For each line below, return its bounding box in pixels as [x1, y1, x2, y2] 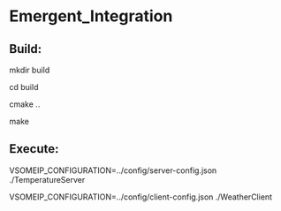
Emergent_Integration [9, 6, 173, 26]
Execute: [9, 141, 59, 156]
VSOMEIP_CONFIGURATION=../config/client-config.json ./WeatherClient [9, 192, 272, 202]
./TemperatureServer [9, 174, 86, 185]
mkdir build [9, 64, 50, 75]
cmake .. [9, 99, 41, 109]
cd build [9, 82, 39, 92]
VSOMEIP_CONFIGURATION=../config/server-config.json [9, 165, 217, 176]
